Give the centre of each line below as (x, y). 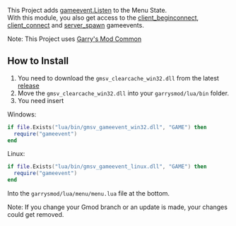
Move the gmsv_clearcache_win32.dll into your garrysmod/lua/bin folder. (123, 93)
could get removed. (36, 215)
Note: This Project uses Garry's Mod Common (75, 39)
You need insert (41, 100)
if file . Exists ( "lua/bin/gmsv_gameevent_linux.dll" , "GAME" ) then (107, 167)
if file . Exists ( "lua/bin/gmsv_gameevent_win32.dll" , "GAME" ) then (107, 127)
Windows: (22, 114)
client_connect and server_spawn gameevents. (76, 25)
